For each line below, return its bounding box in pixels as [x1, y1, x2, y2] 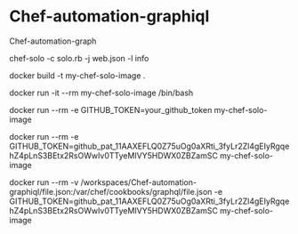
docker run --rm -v [9, 176, 79, 188]
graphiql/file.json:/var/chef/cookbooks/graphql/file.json [9, 186, 213, 197]
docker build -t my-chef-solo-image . [9, 69, 146, 81]
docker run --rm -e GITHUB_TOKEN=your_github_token [9, 104, 213, 115]
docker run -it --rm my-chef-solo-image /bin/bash [9, 87, 194, 98]
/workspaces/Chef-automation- [80, 176, 197, 188]
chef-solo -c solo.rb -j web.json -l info [9, 52, 149, 63]
